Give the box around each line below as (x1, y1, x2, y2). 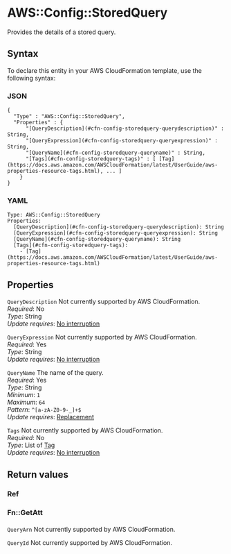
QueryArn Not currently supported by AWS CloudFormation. (7, 525, 176, 533)
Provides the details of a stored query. (7, 28, 116, 36)
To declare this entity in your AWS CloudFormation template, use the (7, 66, 202, 74)
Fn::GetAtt (7, 508, 43, 518)
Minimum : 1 (7, 391, 40, 399)
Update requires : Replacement (7, 413, 95, 421)
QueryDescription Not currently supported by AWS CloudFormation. (7, 297, 201, 306)
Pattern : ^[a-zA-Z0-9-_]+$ (7, 405, 82, 414)
